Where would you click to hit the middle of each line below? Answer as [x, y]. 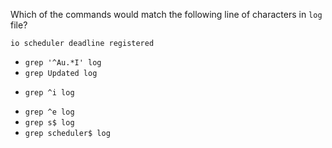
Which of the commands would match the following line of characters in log [166, 14]
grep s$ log [49, 123]
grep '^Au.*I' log [63, 63]
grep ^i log [49, 93]
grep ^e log [49, 112]
